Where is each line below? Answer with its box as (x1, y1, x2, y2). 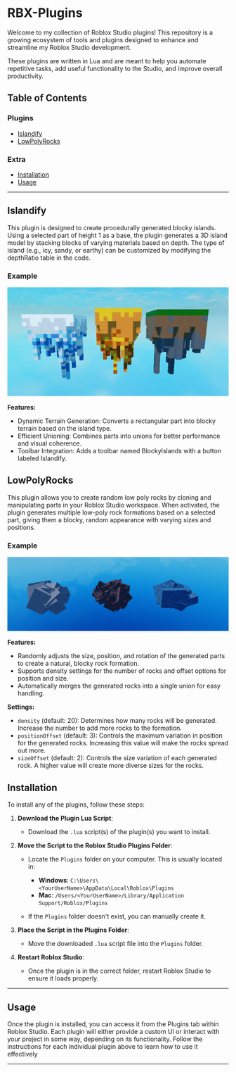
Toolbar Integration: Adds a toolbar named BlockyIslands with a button (17, 446, 222, 455)
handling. (17, 689, 45, 698)
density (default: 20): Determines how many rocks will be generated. (17, 717, 218, 725)
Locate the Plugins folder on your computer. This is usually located (27, 855, 223, 864)
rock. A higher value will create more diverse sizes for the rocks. (17, 762, 204, 770)
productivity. (7, 72, 44, 80)
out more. (17, 746, 46, 755)
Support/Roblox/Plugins (38, 900, 108, 907)
